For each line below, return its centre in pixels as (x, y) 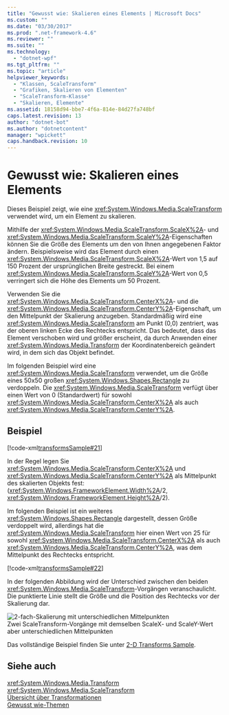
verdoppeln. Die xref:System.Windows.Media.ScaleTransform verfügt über (113, 388)
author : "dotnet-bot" (38, 122)
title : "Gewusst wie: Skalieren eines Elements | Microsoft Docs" (104, 13)
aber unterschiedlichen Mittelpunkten (60, 631)
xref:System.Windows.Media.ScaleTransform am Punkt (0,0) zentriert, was (113, 323)
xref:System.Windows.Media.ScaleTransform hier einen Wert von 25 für (109, 533)
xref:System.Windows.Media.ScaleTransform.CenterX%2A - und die (103, 301)
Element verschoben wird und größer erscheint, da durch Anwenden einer (112, 338)
